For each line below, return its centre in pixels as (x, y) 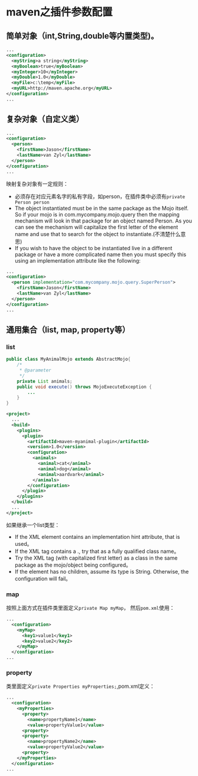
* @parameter (35, 370)
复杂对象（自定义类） (45, 119)
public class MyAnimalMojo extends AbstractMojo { (69, 359)
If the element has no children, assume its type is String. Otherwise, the (102, 571)
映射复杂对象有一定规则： (37, 183)
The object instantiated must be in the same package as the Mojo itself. (102, 208)
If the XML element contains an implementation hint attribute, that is (97, 536)
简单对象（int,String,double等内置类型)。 (82, 36)
